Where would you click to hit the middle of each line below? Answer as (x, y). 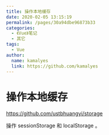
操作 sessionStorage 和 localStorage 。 (53, 126)
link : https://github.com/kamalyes (55, 66)
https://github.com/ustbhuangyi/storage (54, 114)
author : (16, 55)
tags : (13, 45)
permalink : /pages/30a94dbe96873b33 (51, 22)
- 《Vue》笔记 (24, 33)
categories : (21, 28)
